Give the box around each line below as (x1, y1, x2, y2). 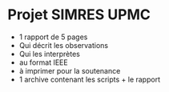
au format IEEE (18, 58, 69, 67)
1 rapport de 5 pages (18, 32, 88, 42)
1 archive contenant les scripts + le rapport (18, 74, 161, 84)
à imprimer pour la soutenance (18, 66, 121, 75)
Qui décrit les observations (18, 40, 109, 50)
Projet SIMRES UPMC (7, 6, 151, 24)
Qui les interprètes (18, 49, 81, 58)
